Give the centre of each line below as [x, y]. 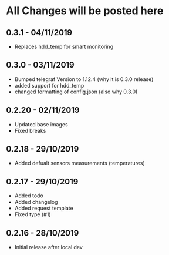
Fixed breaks [30, 130]
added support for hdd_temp [49, 85]
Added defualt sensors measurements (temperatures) [80, 163]
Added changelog [36, 202]
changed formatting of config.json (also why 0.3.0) [76, 92]
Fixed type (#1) [33, 214]
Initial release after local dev [49, 247]
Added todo [29, 196]
